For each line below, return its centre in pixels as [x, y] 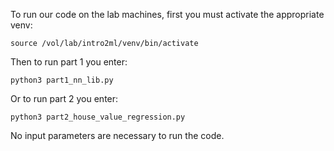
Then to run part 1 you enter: [69, 62]
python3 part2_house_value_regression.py [98, 117]
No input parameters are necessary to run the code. [117, 135]
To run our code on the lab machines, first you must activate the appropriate [167, 14]
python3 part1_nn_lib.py [62, 80]
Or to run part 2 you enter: [64, 98]
